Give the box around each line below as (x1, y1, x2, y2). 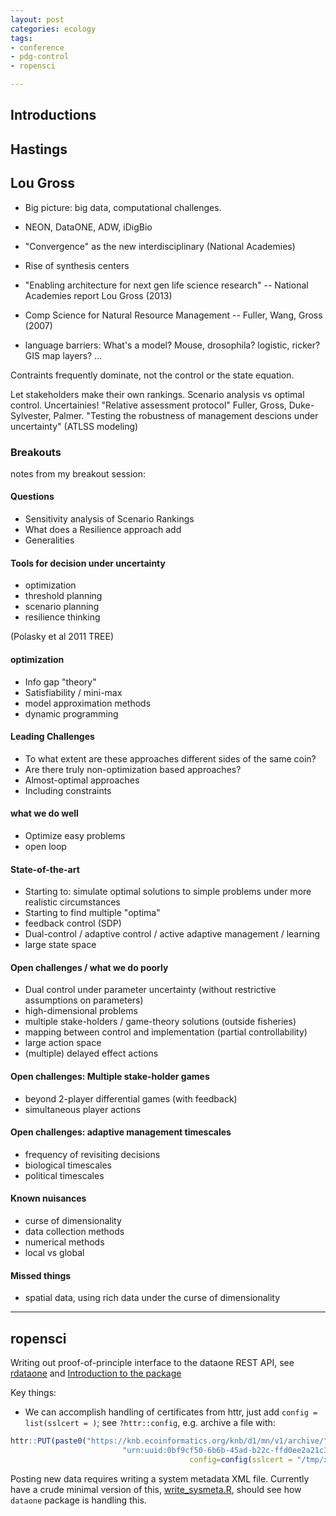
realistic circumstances (24, 896, 121, 908)
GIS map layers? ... (24, 349, 103, 361)
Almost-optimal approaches (24, 774, 140, 786)
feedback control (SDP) (24, 917, 122, 930)
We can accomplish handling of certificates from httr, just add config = (24, 1406, 318, 1418)
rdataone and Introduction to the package (10, 1367, 182, 1379)
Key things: (10, 1386, 57, 1398)
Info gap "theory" (24, 676, 97, 688)
